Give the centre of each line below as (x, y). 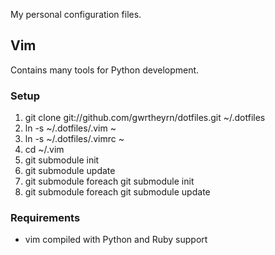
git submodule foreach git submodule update (117, 192)
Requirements (45, 218)
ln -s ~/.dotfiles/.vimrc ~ (74, 139)
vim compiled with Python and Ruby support (116, 240)
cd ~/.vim (44, 150)
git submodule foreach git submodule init (109, 181)
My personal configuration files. (76, 14)
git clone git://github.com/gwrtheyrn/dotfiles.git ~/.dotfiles (145, 118)
